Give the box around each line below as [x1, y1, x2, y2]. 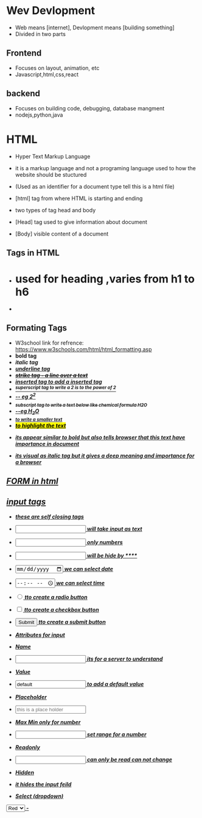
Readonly [15, 744, 41, 751]
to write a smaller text [15, 416, 63, 423]
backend [6, 88, 41, 99]
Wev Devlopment [6, 4, 96, 18]
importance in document [15, 440, 80, 447]
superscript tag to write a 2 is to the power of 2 [15, 384, 117, 390]
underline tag [15, 365, 50, 372]
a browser [15, 458, 42, 465]
